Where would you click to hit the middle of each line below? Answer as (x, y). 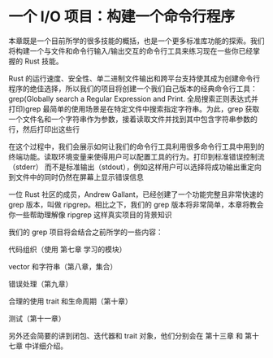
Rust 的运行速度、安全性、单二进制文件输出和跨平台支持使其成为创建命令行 (134, 78)
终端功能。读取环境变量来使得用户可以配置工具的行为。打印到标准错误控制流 (136, 156)
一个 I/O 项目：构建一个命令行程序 (122, 17)
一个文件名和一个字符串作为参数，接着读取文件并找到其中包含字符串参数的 (133, 119)
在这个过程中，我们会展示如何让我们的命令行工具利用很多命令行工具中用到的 (136, 146)
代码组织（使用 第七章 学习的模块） (67, 249)
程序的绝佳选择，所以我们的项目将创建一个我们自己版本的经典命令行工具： (133, 88)
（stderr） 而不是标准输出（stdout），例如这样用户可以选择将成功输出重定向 (135, 167)
